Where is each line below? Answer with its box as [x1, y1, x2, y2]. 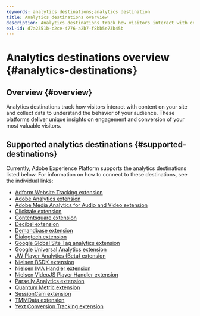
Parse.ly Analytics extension [14, 278, 85, 285]
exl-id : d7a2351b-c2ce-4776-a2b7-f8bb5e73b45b [6, 25, 124, 32]
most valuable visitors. [6, 122, 61, 129]
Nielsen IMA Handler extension [14, 265, 91, 272]
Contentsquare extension [14, 214, 77, 221]
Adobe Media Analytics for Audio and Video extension [14, 202, 148, 209]
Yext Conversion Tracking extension [14, 303, 104, 310]
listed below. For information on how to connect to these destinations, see [6, 171, 187, 178]
